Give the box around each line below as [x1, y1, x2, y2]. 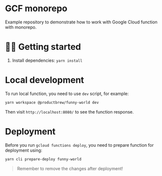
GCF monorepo [5, 3, 68, 14]
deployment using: [5, 147, 42, 153]
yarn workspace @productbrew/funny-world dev [5, 100, 99, 105]
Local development [5, 75, 84, 86]
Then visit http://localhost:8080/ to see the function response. [5, 109, 134, 115]
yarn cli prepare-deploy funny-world [5, 156, 82, 161]
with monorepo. [5, 24, 37, 30]
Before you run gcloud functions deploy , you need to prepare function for [5, 142, 154, 148]
